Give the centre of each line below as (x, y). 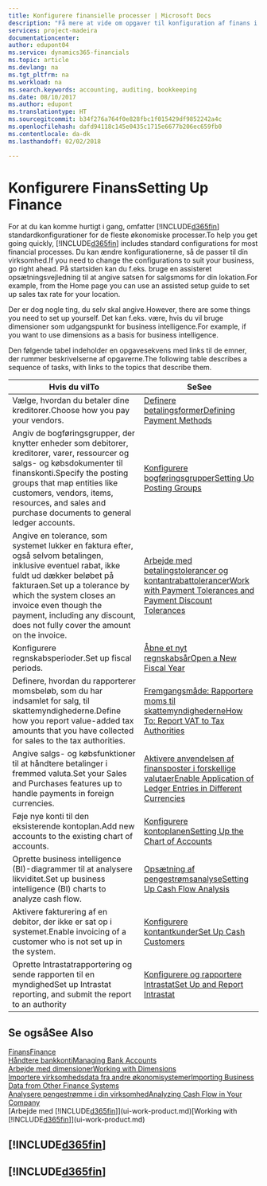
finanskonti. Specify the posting (70, 473)
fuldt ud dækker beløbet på (63, 575)
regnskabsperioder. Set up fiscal (72, 658)
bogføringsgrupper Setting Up (199, 478)
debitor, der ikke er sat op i (62, 922)
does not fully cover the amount (72, 626)
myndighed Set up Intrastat (62, 985)
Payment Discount (178, 600)
